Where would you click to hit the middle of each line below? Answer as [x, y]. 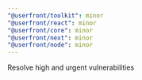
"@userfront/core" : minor [50, 30]
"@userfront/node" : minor [50, 45]
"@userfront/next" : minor [50, 38]
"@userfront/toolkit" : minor [56, 15]
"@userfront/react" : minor [52, 23]
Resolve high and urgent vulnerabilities [71, 67]
